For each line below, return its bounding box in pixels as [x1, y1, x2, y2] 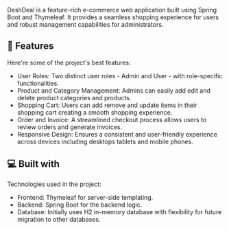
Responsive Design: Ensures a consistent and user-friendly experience [16, 130, 218, 138]
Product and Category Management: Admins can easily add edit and [16, 86, 210, 95]
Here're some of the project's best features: [7, 58, 132, 67]
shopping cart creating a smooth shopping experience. [16, 108, 173, 116]
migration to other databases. [16, 215, 101, 223]
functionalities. [16, 79, 60, 87]
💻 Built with [7, 158, 60, 170]
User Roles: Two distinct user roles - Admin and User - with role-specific [16, 71, 223, 80]
